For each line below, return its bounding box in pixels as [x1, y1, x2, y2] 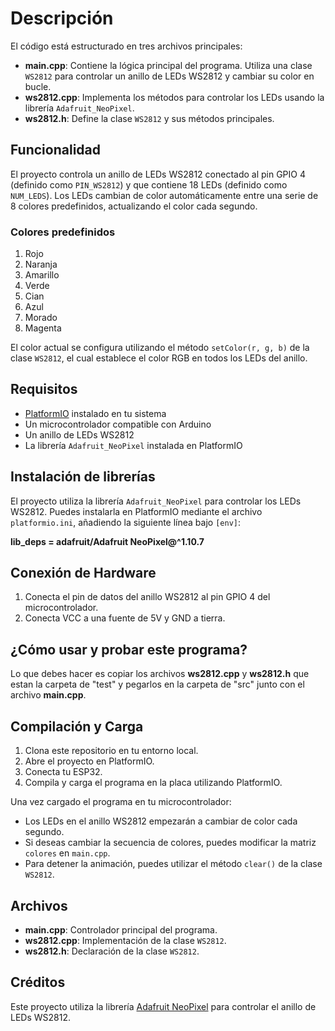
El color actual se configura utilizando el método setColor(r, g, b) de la [10, 342, 310, 354]
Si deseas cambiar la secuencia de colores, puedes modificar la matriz [24, 837, 317, 849]
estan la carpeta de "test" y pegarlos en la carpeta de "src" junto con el [10, 678, 305, 691]
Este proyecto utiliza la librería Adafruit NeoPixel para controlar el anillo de [10, 1000, 317, 1012]
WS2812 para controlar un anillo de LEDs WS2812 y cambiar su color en [24, 70, 315, 82]
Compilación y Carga [10, 718, 144, 735]
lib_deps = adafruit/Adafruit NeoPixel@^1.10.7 [10, 535, 205, 547]
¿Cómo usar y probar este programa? [10, 641, 248, 658]
